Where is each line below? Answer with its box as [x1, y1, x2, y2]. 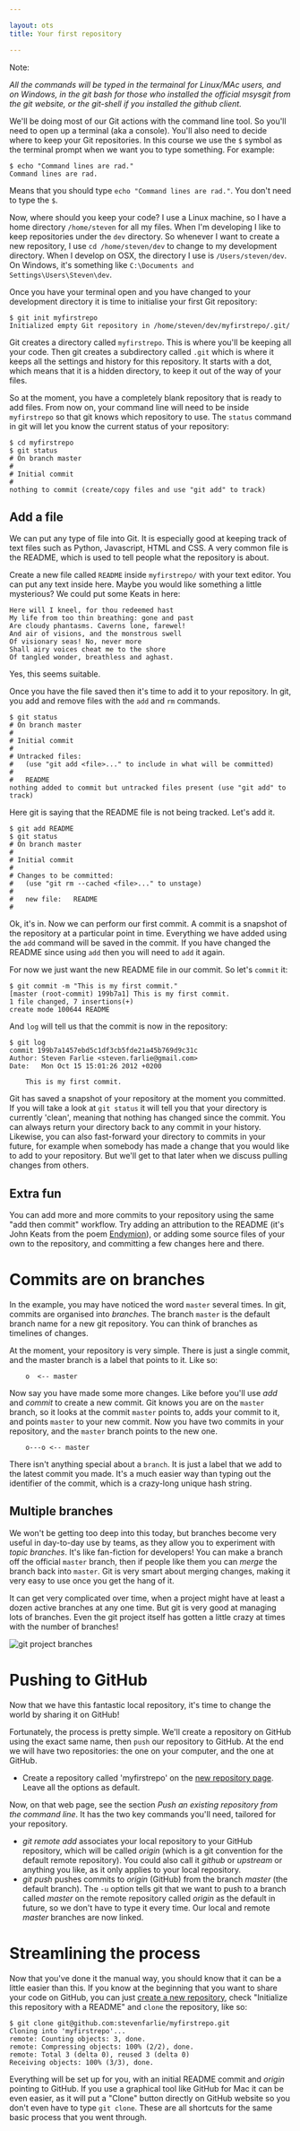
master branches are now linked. [21, 1911, 144, 1922]
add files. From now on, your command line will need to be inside [9, 401, 249, 412]
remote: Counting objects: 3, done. [9, 2034, 146, 2043]
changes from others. [9, 1160, 90, 1170]
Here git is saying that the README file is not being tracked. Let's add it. [9, 807, 276, 818]
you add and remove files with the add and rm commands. [9, 695, 221, 706]
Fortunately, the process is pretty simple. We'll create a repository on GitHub [9, 1726, 292, 1737]
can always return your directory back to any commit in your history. [9, 1122, 261, 1133]
